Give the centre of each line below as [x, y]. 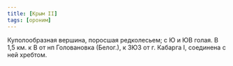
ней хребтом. [27, 55]
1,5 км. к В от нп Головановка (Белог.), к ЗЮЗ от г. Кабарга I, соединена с [117, 47]
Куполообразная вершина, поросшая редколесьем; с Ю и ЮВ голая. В [113, 40]
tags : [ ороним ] [29, 20]
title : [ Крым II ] [32, 14]
